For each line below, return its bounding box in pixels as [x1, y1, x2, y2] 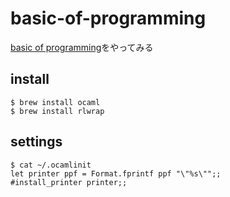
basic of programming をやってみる [10, 41, 154, 53]
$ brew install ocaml [10, 97, 101, 107]
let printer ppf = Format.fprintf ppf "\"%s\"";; [10, 168, 222, 179]
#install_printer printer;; [10, 177, 128, 187]
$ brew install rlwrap [10, 106, 105, 116]
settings [10, 133, 63, 151]
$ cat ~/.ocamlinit [10, 160, 92, 170]
